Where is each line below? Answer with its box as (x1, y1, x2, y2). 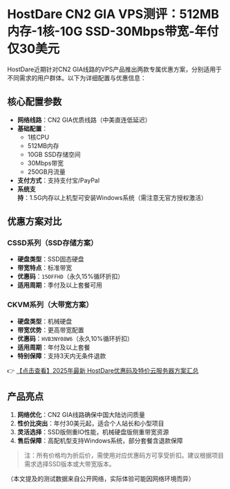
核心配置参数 (7, 96, 62, 108)
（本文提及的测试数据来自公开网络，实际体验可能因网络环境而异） (7, 474, 195, 483)
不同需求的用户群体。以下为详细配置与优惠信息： (7, 73, 146, 82)
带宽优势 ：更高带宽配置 (17, 326, 84, 334)
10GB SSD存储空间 (27, 150, 81, 158)
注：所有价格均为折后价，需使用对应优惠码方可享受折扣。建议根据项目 (23, 451, 224, 459)
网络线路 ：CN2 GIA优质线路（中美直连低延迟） (17, 116, 151, 124)
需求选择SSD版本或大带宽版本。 (23, 459, 115, 468)
